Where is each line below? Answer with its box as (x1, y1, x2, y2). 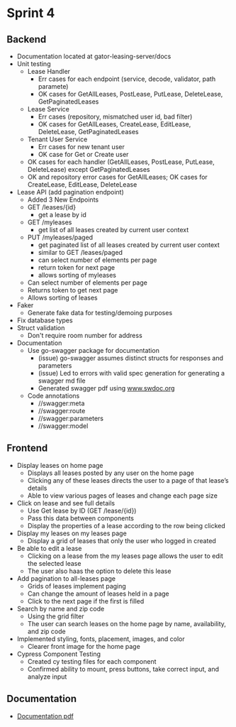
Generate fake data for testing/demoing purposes (27, 309, 173, 317)
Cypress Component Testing (16, 650, 101, 658)
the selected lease (27, 559, 82, 567)
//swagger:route (38, 407, 86, 415)
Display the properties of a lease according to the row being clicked (27, 521, 226, 530)
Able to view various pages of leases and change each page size (27, 491, 218, 500)
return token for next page (38, 263, 115, 271)
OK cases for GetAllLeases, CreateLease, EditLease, (38, 120, 191, 129)
